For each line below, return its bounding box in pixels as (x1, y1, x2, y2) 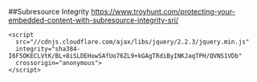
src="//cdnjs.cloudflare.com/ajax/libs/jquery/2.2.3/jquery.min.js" (15, 38, 250, 46)
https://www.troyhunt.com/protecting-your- (91, 7, 235, 16)
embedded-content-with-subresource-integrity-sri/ (8, 15, 179, 25)
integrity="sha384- (15, 45, 81, 53)
